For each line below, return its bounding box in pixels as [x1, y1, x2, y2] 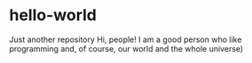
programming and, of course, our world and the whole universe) [9, 43, 244, 53]
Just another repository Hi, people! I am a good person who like [9, 34, 242, 45]
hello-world [9, 5, 98, 25]
